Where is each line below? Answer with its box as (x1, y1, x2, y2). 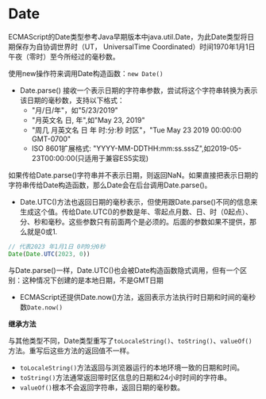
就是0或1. (26, 227, 58, 236)
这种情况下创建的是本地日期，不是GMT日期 (21, 275, 164, 285)
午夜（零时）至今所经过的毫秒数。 (8, 52, 120, 61)
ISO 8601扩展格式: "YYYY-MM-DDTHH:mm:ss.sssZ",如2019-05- (31, 144, 242, 153)
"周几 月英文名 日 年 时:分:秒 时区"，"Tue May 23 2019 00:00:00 (31, 125, 242, 135)
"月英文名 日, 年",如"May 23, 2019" (31, 115, 145, 125)
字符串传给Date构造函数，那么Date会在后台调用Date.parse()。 (8, 180, 212, 190)
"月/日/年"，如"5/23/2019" (31, 105, 119, 115)
